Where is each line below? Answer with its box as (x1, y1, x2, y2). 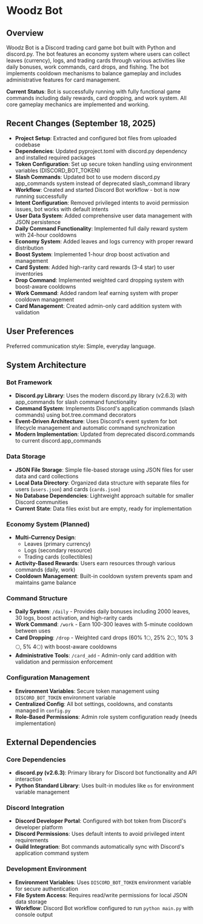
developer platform (15, 824, 63, 831)
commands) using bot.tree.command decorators (15, 411, 136, 419)
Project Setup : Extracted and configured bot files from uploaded (15, 134, 177, 141)
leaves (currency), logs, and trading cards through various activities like (6, 57, 185, 64)
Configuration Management (6, 673, 90, 682)
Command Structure (6, 594, 68, 602)
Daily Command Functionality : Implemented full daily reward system (15, 225, 188, 232)
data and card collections (15, 472, 79, 480)
